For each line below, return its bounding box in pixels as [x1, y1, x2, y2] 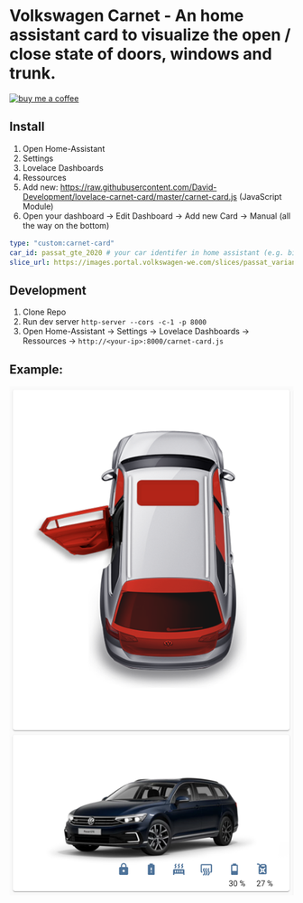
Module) [22, 201, 54, 212]
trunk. [9, 63, 57, 84]
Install [9, 119, 45, 135]
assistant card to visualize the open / [9, 24, 291, 45]
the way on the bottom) [22, 220, 110, 230]
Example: [9, 362, 63, 377]
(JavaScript [238, 191, 282, 202]
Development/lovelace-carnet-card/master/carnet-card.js [22, 191, 237, 202]
